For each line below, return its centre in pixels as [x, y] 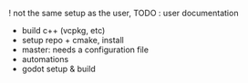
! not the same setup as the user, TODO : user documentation [124, 13]
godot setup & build [59, 69]
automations [45, 59]
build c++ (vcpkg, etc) [63, 30]
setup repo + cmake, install [72, 40]
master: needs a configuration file [85, 50]
